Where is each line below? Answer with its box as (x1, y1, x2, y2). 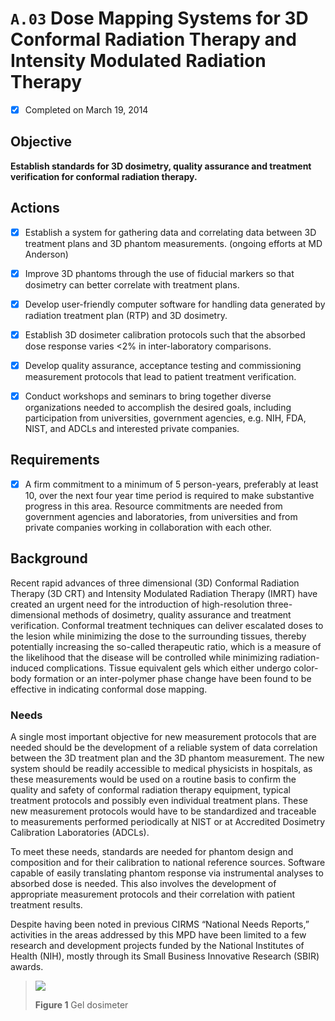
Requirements (10, 452, 100, 469)
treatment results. (10, 898, 83, 911)
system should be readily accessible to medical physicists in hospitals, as (10, 762, 313, 774)
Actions (10, 200, 60, 217)
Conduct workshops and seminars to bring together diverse (24, 390, 272, 402)
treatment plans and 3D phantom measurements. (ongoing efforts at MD (24, 237, 323, 249)
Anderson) (24, 248, 69, 260)
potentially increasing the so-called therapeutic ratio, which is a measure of (10, 640, 322, 652)
